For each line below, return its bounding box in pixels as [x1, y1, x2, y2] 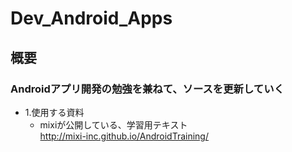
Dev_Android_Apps [10, 7, 173, 30]
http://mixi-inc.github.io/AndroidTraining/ [39, 130, 209, 142]
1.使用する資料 [24, 106, 85, 118]
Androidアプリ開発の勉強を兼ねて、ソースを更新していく [10, 82, 285, 96]
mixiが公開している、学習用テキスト [39, 118, 188, 131]
